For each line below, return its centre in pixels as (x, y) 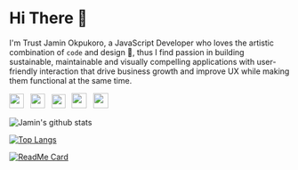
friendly (24, 71)
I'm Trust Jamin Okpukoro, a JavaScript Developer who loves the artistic (141, 43)
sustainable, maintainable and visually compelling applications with (132, 61)
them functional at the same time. (71, 80)
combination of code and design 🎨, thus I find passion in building (127, 52)
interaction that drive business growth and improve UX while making (165, 71)
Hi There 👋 (48, 18)
